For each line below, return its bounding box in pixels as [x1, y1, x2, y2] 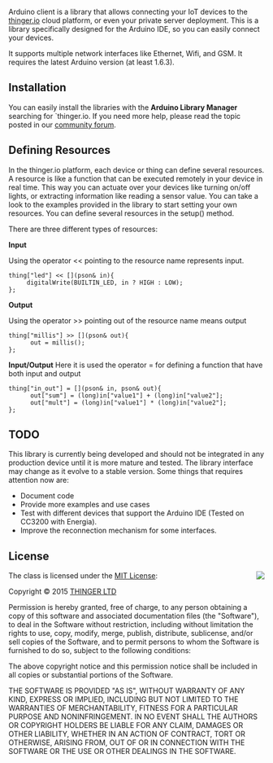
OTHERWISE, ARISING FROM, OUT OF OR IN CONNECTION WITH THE [8, 738, 245, 748]
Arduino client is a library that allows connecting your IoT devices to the [8, 7, 248, 16]
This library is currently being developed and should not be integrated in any [8, 449, 265, 459]
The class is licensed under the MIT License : [8, 571, 158, 581]
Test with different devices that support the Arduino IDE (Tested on [19, 508, 245, 518]
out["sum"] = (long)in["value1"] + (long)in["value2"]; [29, 391, 223, 400]
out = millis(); [29, 338, 85, 347]
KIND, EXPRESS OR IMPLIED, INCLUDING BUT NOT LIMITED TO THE [8, 695, 239, 704]
